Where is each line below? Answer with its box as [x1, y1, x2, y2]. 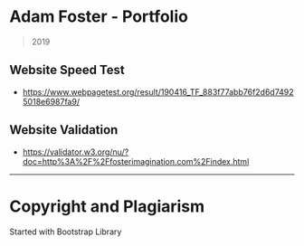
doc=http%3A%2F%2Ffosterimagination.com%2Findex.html [22, 156, 250, 166]
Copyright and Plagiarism [9, 196, 205, 216]
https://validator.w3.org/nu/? [22, 147, 129, 157]
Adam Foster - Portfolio [9, 6, 188, 27]
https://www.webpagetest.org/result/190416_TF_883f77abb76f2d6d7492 [22, 86, 294, 97]
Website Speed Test [9, 62, 125, 78]
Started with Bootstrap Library [9, 226, 122, 237]
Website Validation [9, 122, 119, 137]
